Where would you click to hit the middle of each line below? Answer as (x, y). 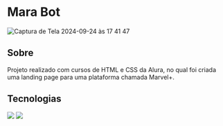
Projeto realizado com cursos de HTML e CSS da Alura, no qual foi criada (112, 69)
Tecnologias (34, 99)
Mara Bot (34, 12)
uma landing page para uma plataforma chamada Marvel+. (91, 77)
